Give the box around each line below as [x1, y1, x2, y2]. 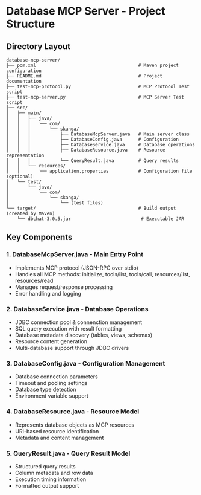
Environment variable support [14, 392, 89, 400]
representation [6, 152, 45, 158]
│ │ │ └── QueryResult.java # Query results [6, 158, 179, 164]
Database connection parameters [14, 373, 98, 380]
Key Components [6, 232, 73, 242]
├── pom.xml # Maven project [6, 62, 179, 68]
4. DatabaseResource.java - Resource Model [6, 407, 140, 416]
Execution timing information [14, 476, 87, 483]
